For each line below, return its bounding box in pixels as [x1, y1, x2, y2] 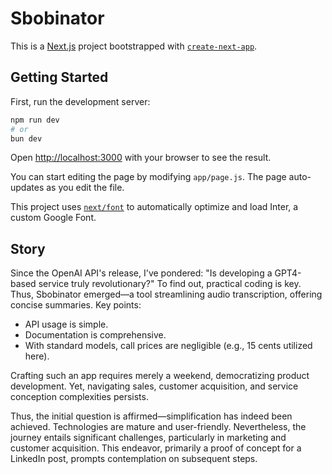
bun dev [10, 133, 43, 144]
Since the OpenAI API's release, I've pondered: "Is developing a [10, 267, 273, 279]
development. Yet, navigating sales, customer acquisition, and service [10, 380, 299, 392]
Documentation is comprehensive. [24, 329, 167, 341]
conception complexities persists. [10, 391, 149, 403]
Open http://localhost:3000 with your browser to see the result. [10, 152, 272, 164]
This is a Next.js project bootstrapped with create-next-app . [10, 40, 258, 52]
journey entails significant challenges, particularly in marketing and [10, 432, 287, 444]
